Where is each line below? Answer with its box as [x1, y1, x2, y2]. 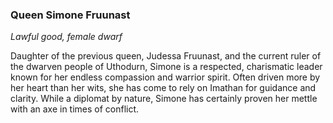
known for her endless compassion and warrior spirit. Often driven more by [10, 71, 321, 83]
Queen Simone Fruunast [10, 8, 131, 22]
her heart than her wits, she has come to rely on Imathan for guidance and [10, 82, 317, 94]
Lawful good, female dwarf [10, 31, 123, 43]
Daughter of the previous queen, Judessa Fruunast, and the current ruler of [10, 50, 322, 62]
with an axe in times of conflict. [10, 103, 140, 115]
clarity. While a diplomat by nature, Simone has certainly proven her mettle [10, 93, 318, 105]
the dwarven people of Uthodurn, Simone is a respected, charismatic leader [10, 61, 323, 73]
